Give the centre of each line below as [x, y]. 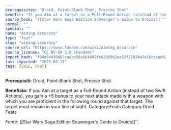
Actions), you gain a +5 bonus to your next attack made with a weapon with [84, 96]
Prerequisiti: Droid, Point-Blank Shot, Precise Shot [58, 81]
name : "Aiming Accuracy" [32, 33]
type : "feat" [19, 38]
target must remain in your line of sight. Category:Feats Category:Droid [80, 107]
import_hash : [19, 57]
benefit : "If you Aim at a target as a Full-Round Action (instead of [82, 15]
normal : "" [17, 24]
